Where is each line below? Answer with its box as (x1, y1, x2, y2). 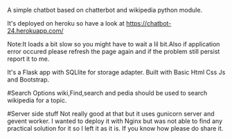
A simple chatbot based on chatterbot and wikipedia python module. (7, 6, 203, 14)
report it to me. (7, 55, 50, 63)
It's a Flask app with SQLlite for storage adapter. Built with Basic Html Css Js (7, 68, 226, 76)
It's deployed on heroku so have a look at (7, 19, 125, 27)
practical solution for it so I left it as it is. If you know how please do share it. (7, 124, 224, 132)
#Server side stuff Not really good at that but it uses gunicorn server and (7, 110, 215, 118)
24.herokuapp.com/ (7, 27, 64, 35)
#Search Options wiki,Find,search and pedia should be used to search (7, 89, 208, 97)
